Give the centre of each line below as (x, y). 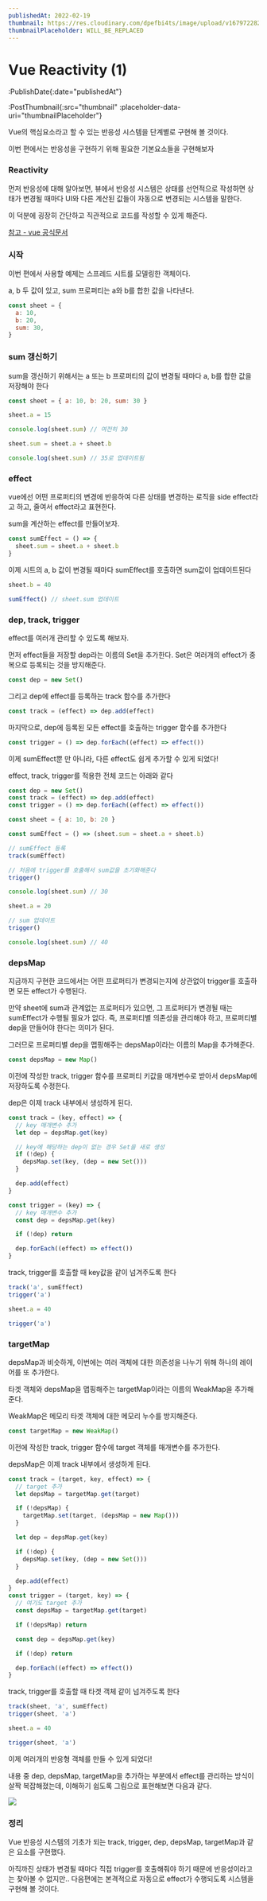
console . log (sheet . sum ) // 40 (58, 942)
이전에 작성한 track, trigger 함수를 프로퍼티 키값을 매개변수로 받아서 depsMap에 (133, 1075)
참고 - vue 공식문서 (38, 232)
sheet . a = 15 (30, 415)
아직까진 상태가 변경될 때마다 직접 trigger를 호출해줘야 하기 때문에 (110, 1869)
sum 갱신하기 (33, 357)
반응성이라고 (233, 1869)
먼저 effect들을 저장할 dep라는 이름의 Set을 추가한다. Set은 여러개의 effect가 (128, 655)
